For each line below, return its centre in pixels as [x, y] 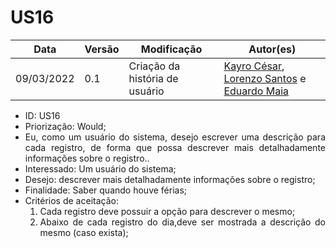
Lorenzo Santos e [265, 78]
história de [153, 78]
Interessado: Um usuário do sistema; [100, 168]
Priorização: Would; [65, 126]
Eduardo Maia [256, 91]
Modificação [171, 49]
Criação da [154, 66]
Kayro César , [254, 66]
